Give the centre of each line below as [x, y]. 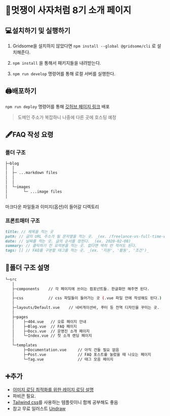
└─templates [25, 345]
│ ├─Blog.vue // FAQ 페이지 [45, 327]
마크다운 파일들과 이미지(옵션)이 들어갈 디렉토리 [52, 206]
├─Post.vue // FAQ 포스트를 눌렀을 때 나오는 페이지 [87, 354]
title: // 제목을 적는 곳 [29, 232]
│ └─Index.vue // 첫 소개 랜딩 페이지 [52, 336]
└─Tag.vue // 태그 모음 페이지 [69, 359]
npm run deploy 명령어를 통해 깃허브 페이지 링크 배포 [57, 106]
